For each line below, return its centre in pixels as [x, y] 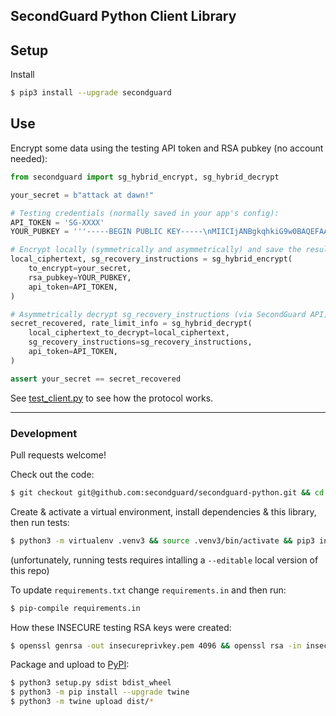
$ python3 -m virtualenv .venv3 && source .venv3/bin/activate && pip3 [162, 540]
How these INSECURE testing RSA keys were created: [121, 627]
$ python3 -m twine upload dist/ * [82, 702]
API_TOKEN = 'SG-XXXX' [57, 222]
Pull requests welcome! [58, 455]
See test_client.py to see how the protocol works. [112, 398]
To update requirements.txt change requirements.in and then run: [148, 590]
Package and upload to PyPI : [70, 665]
